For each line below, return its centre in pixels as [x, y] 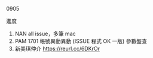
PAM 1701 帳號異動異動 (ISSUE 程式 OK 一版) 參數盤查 [81, 41]
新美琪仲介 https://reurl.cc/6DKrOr [57, 48]
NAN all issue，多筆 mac [45, 33]
